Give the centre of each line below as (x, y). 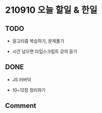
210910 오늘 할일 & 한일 (51, 10)
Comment (21, 106)
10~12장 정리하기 (29, 90)
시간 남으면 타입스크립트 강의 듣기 (45, 51)
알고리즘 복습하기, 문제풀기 (38, 41)
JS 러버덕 (22, 80)
